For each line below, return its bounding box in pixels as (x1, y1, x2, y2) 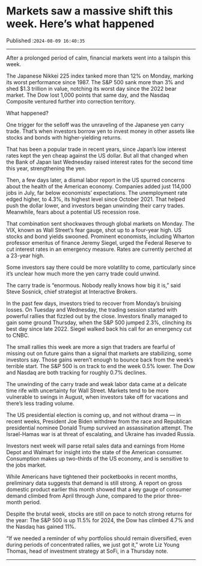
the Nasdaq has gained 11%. (6, 523, 76, 530)
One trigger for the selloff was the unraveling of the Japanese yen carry (6, 121, 185, 128)
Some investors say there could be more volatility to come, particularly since (6, 263, 196, 271)
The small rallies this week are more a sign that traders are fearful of (6, 343, 176, 350)
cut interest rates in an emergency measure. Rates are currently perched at (6, 245, 192, 253)
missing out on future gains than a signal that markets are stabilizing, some (6, 349, 192, 357)
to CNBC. (6, 331, 29, 339)
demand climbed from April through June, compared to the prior (6, 492, 165, 499)
